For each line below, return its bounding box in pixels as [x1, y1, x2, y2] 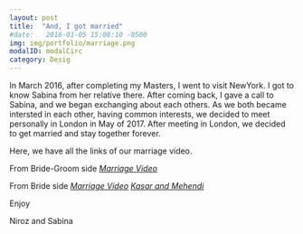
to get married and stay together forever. [9, 128, 161, 138]
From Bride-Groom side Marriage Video [9, 164, 158, 173]
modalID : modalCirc [9, 47, 83, 56]
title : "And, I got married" [9, 22, 124, 31]
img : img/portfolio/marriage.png [9, 38, 136, 48]
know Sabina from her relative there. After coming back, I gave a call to [9, 89, 274, 100]
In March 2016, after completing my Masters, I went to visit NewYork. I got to [9, 80, 294, 90]
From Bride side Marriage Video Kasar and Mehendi [9, 181, 204, 191]
